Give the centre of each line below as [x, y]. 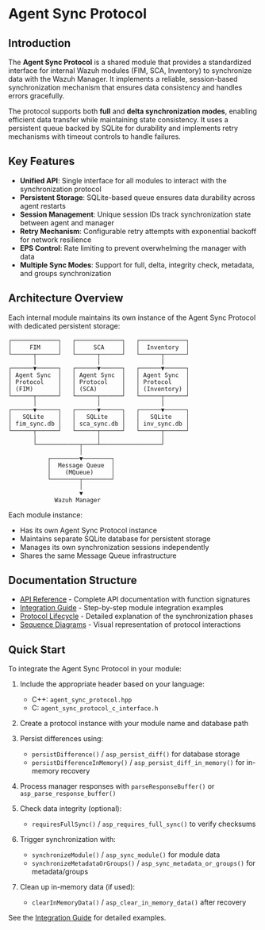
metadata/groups [60, 872]
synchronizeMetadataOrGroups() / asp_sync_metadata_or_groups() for [144, 863]
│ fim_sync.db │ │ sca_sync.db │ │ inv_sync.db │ [99, 424]
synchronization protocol [60, 189]
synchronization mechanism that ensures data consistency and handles [125, 87]
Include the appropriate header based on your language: [112, 684]
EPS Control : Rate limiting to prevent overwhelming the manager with [133, 248]
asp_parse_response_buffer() [68, 794]
